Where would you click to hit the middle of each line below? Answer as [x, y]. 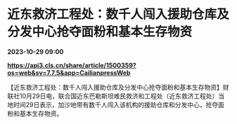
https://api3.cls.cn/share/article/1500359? [72, 65]
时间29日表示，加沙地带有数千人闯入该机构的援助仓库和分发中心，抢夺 [116, 104]
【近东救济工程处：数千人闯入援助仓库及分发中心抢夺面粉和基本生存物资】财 [118, 87]
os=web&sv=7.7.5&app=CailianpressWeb [69, 73]
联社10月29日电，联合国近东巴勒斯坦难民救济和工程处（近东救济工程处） [113, 96]
